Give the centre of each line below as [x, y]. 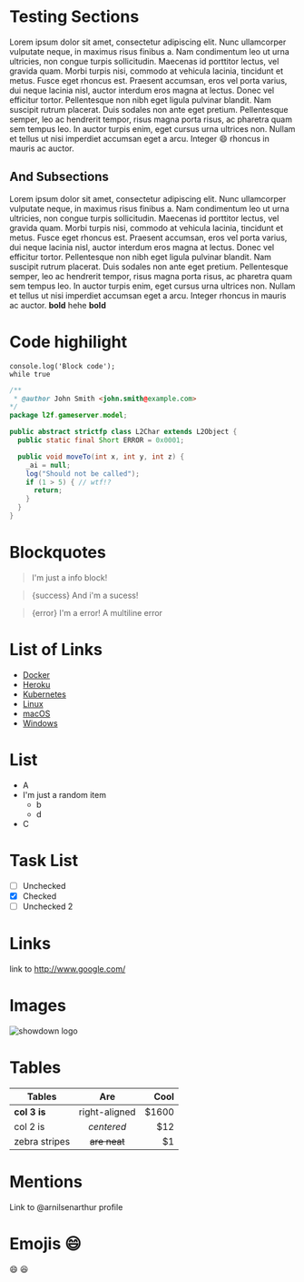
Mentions [46, 1181]
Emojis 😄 [45, 1243]
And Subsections [59, 177]
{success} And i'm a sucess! [85, 595]
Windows [40, 723]
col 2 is [29, 1126]
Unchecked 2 [48, 906]
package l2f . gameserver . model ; [69, 416]
